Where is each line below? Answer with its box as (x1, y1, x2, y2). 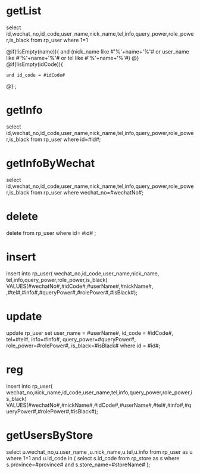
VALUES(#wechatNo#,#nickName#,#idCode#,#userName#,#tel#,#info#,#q (6, 401, 192, 409)
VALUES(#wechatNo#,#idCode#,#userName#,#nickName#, (6, 282, 154, 290)
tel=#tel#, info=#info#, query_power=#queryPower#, (6, 335, 136, 343)
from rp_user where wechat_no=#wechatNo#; (30, 189, 144, 196)
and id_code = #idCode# (6, 72, 65, 78)
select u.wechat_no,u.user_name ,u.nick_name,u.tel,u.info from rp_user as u (6, 448, 193, 456)
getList (6, 4, 42, 18)
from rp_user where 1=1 (30, 36, 88, 43)
